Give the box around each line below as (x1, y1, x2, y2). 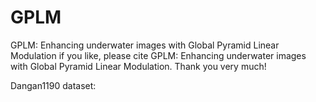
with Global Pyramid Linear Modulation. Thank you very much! (10, 60, 267, 72)
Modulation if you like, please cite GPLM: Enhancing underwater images (10, 49, 307, 61)
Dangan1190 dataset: (10, 79, 97, 91)
